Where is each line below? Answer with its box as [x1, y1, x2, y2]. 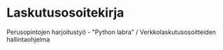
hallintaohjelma [6, 35, 50, 43]
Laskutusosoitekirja [6, 5, 124, 21]
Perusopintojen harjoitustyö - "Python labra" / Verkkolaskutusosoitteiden [6, 28, 216, 36]
